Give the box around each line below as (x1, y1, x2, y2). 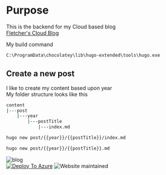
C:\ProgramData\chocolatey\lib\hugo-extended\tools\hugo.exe (6, 52, 161, 58)
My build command (6, 41, 53, 48)
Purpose (6, 4, 49, 17)
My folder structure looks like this (6, 90, 88, 98)
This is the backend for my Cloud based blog (6, 23, 116, 30)
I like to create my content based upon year (6, 84, 113, 92)
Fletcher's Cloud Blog (6, 29, 59, 36)
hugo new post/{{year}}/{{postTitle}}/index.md (6, 135, 126, 141)
